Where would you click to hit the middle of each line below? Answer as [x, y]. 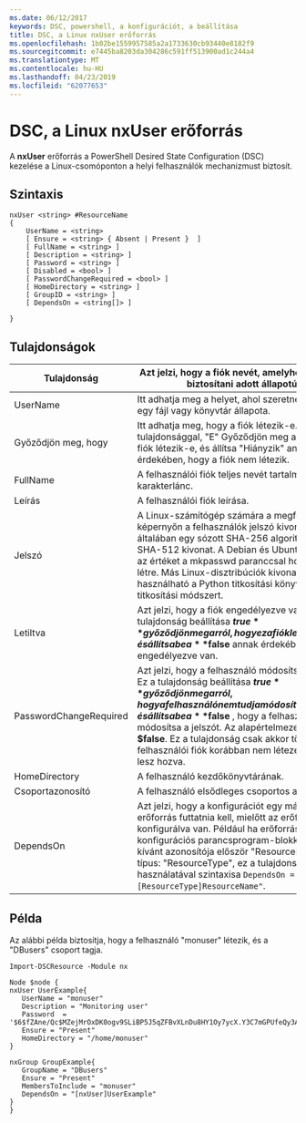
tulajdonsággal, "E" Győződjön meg [213, 437]
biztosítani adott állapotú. [243, 384]
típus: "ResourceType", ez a [196, 863]
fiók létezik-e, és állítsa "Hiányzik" [211, 448]
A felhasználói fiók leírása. [193, 500]
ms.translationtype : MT [55, 60]
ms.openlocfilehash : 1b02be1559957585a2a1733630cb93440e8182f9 [132, 43]
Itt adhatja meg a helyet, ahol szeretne [219, 399]
